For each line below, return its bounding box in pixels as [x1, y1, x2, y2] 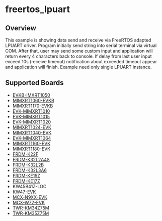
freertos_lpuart [5, 4, 70, 15]
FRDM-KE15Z [12, 172, 40, 179]
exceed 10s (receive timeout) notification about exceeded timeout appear [5, 59, 157, 64]
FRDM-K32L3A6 [12, 167, 47, 173]
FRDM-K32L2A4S [12, 156, 50, 162]
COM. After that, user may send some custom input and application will [5, 48, 153, 54]
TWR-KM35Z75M [12, 210, 49, 216]
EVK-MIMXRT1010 [12, 108, 50, 114]
